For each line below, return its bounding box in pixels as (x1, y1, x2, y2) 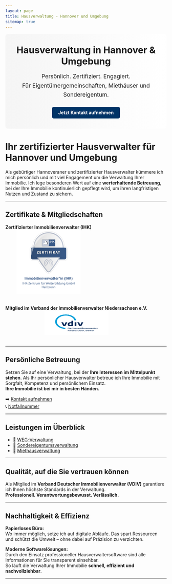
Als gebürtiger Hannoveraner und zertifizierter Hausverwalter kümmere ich (5, 168, 164, 175)
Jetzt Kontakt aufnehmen (58, 109, 114, 116)
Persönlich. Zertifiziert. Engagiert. (41, 72, 131, 80)
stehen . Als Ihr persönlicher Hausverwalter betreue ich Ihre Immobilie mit (5, 374, 160, 381)
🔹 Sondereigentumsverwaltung (12, 442, 78, 448)
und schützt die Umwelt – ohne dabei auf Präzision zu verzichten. (5, 536, 144, 542)
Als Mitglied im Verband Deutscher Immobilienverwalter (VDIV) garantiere (5, 481, 165, 487)
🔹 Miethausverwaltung (12, 447, 60, 454)
